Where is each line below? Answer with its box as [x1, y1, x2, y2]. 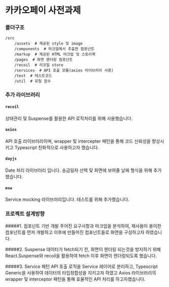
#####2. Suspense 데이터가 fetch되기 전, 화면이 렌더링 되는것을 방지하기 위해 [5, 246, 161, 252]
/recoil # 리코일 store [14, 63, 64, 68]
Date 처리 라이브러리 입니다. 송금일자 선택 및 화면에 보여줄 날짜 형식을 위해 [5, 168, 153, 174]
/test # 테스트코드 [14, 73, 52, 78]
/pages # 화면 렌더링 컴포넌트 [14, 57, 73, 62]
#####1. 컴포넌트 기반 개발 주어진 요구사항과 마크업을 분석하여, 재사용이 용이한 [5, 223, 161, 229]
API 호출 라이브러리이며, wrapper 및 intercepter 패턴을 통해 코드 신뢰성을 [5, 138, 151, 144]
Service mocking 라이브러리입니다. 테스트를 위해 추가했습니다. [5, 196, 130, 202]
